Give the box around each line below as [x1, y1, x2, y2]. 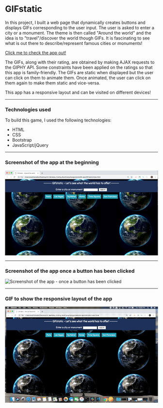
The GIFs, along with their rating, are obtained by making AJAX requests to [5, 59, 155, 65]
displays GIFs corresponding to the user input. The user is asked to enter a [5, 24, 154, 30]
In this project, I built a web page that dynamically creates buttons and [5, 20, 146, 25]
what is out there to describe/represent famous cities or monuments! [5, 40, 143, 46]
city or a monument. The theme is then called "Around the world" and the [5, 30, 151, 36]
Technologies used [5, 106, 51, 113]
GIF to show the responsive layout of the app [5, 295, 113, 302]
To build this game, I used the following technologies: [5, 117, 112, 123]
